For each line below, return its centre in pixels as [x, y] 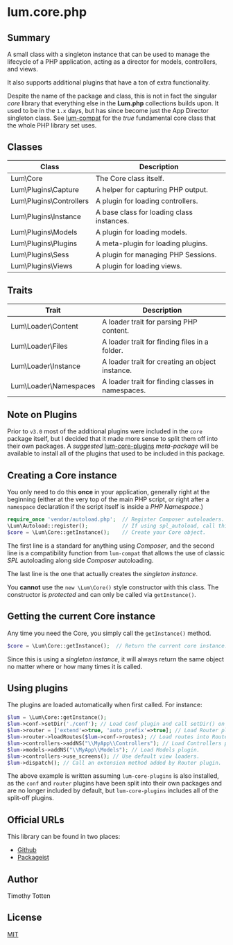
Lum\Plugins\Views [42, 266]
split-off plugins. [31, 798]
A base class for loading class [144, 212]
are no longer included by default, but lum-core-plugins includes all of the [113, 790]
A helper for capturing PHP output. [152, 189]
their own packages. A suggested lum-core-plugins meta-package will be [113, 446]
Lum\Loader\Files [39, 346]
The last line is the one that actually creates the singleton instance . [103, 573]
